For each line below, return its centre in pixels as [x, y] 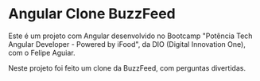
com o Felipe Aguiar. [42, 52]
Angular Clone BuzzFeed [92, 14]
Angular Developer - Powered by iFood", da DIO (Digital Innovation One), [127, 44]
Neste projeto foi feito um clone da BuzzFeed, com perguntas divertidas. [127, 67]
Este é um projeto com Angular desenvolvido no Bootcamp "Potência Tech [130, 36]
